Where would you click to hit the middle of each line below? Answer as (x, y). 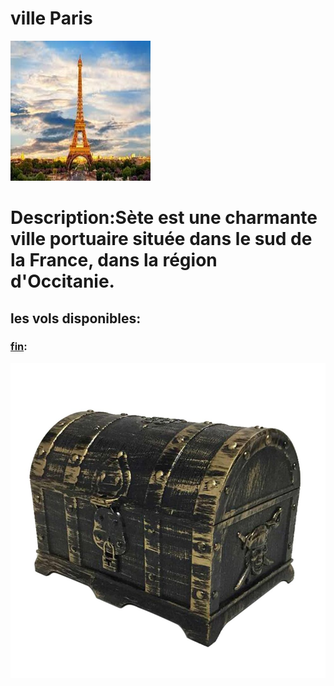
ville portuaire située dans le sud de (161, 239)
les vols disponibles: (76, 318)
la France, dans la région (114, 260)
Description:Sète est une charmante (164, 218)
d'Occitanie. (62, 281)
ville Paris (51, 18)
